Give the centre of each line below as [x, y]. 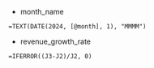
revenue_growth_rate [56, 41]
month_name [42, 12]
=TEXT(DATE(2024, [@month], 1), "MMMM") [78, 27]
